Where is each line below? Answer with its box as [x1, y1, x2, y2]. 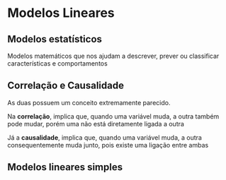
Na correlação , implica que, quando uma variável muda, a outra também [7, 112, 220, 121]
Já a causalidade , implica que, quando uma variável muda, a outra [7, 133, 202, 142]
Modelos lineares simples [7, 161, 123, 174]
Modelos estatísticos [7, 33, 103, 45]
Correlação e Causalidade [7, 80, 124, 92]
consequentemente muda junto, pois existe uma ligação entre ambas [7, 140, 209, 149]
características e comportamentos [7, 59, 108, 68]
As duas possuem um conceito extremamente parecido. [7, 98, 171, 107]
